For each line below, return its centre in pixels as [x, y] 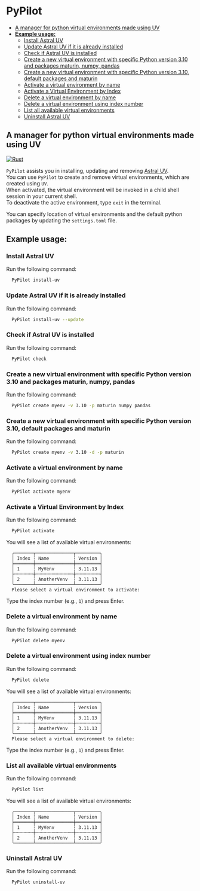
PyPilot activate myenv [41, 492]
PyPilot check [29, 359]
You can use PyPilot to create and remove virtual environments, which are [98, 177]
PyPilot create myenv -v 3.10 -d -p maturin [68, 453]
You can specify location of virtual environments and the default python [94, 214]
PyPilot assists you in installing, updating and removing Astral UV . [87, 170]
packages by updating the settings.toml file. [62, 220]
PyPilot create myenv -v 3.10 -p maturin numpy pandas [81, 405]
